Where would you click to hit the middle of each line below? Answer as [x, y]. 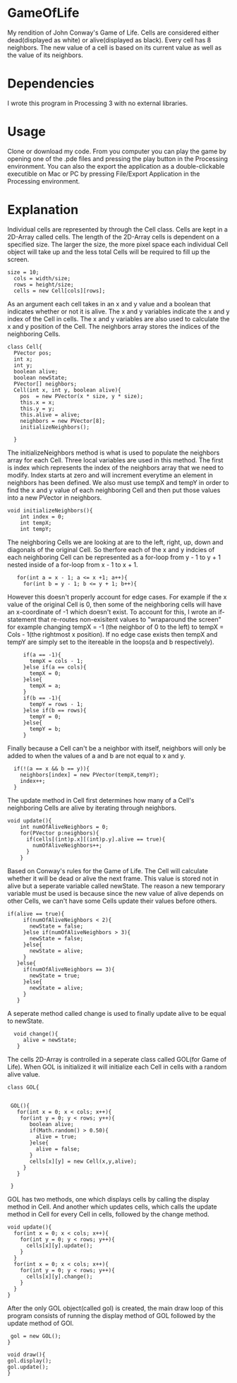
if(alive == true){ [36, 914]
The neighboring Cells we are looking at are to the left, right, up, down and [115, 542]
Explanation [43, 210]
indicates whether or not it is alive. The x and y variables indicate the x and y [119, 311]
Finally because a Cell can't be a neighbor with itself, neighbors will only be [117, 748]
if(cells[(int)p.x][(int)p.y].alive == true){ [96, 839]
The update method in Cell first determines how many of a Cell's [101, 800]
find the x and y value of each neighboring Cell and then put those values [114, 490]
